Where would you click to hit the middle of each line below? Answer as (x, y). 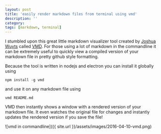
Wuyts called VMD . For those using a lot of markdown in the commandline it (80, 46)
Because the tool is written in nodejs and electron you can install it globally (79, 66)
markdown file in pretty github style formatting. (52, 57)
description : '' (21, 18)
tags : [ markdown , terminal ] (33, 28)
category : (15, 23)
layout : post (18, 9)
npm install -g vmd (25, 80)
